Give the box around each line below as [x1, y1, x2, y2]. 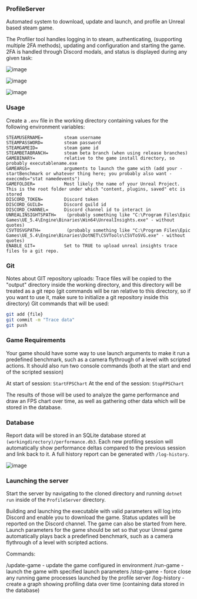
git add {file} [6, 311, 44, 317]
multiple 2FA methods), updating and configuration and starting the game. [6, 42, 186, 49]
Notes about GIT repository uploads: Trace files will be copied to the [6, 274, 172, 282]
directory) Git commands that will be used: [6, 300, 109, 307]
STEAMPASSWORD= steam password [6, 140, 101, 145]
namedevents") [45, 176, 81, 181]
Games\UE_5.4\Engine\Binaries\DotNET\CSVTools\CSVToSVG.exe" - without [6, 232, 185, 239]
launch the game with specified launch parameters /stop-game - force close [6, 568, 191, 575]
